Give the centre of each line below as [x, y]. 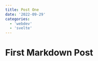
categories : [17, 19]
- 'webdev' [21, 24]
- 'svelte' [21, 28]
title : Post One [22, 10]
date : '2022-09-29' [25, 14]
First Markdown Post [49, 53]
